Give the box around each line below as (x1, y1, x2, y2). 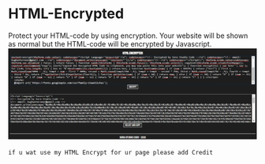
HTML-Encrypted (8, 5, 125, 23)
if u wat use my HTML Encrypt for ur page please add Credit (8, 149, 214, 157)
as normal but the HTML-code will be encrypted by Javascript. (8, 39, 212, 48)
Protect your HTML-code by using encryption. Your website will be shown (8, 31, 248, 40)
